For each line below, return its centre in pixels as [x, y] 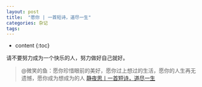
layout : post [23, 12]
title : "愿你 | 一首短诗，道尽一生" [49, 17]
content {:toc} [32, 46]
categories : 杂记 [27, 23]
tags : [13, 28]
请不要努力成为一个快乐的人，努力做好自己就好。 [67, 58]
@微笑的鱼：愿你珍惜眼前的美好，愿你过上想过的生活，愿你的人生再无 [109, 71]
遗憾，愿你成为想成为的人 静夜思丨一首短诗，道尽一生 [88, 78]
